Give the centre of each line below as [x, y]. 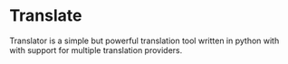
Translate [46, 16]
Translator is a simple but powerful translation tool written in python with [144, 41]
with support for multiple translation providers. [96, 50]
